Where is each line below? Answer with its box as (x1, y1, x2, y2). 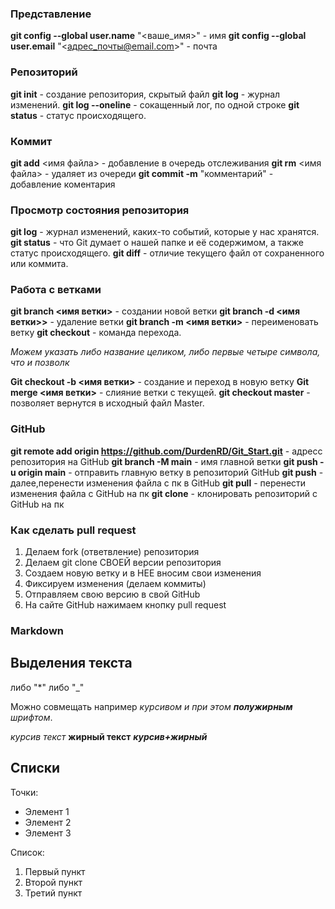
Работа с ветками (10, 283, 102, 297)
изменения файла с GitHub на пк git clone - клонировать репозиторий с (10, 487, 318, 499)
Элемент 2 (24, 816, 72, 828)
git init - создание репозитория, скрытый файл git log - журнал (10, 88, 281, 100)
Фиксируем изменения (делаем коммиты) (24, 578, 207, 590)
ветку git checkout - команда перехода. (10, 327, 182, 339)
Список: (10, 846, 45, 858)
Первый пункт (24, 865, 86, 877)
